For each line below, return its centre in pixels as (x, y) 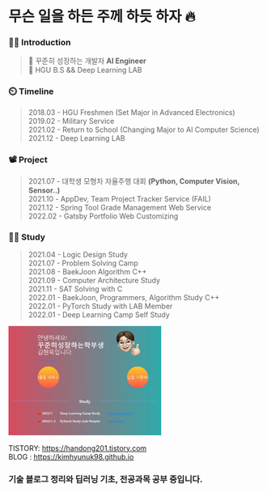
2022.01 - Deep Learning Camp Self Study (99, 315)
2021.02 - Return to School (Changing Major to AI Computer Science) (144, 129)
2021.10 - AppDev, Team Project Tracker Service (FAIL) (120, 199)
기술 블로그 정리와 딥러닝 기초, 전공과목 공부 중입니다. (106, 479)
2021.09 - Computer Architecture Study (94, 281)
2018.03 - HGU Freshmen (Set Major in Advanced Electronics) (132, 112)
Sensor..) (44, 190)
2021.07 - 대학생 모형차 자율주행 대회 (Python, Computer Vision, (134, 181)
